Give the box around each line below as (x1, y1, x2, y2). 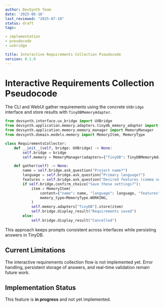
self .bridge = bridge (22, 150, 67, 155)
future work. (5, 269, 30, 275)
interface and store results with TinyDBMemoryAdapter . (5, 109, 112, 115)
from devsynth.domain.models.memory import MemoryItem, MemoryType (5, 132, 145, 137)
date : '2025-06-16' (5, 12, 45, 17)
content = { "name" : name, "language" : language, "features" (40, 191, 161, 196)
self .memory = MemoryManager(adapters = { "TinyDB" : (22, 155, 125, 160)
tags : (5, 25, 16, 30)
